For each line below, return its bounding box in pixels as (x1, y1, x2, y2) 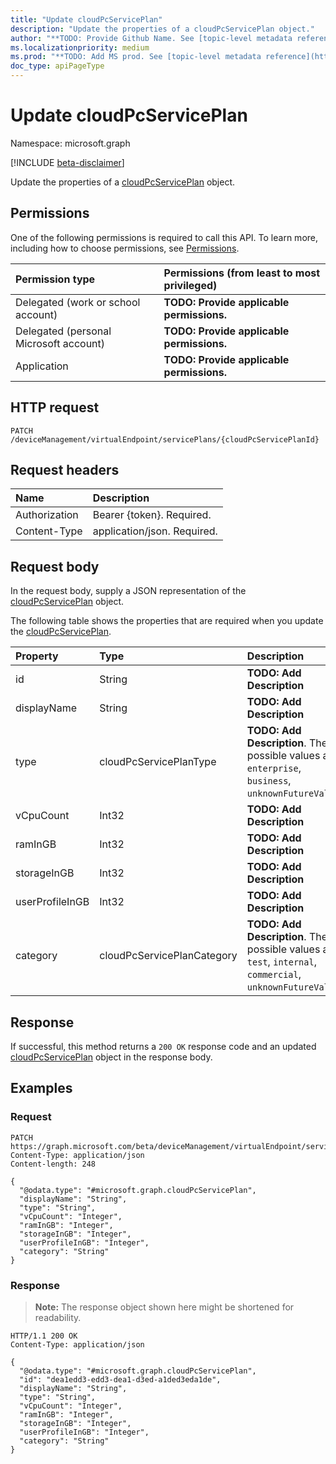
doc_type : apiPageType (10, 61, 105, 71)
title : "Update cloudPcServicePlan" (10, 14, 163, 25)
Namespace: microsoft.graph (10, 137, 131, 149)
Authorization (15, 508, 79, 522)
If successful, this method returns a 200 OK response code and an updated (10, 1041, 317, 1052)
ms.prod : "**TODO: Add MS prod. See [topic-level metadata (10, 52, 262, 62)
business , (246, 774, 292, 788)
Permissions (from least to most (163, 266, 321, 280)
